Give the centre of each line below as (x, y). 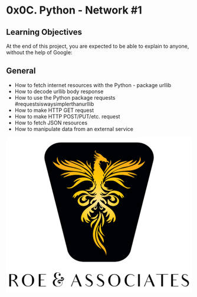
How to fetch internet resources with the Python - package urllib (93, 85)
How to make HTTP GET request (54, 110)
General (21, 71)
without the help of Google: (39, 52)
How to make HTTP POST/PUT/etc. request (67, 116)
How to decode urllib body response (59, 91)
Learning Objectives (44, 32)
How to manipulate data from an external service (74, 129)
